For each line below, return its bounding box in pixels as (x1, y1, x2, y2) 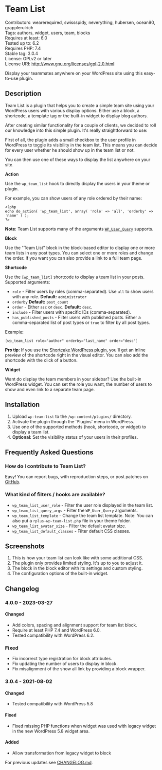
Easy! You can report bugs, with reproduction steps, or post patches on (5, 474, 148, 480)
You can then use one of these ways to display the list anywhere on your (5, 157, 151, 162)
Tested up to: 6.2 (5, 40, 39, 46)
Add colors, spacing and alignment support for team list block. (12, 622, 138, 628)
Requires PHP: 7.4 (5, 45, 41, 51)
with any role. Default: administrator (12, 293, 87, 300)
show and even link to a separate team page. (5, 386, 95, 392)
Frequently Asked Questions (5, 448, 94, 456)
